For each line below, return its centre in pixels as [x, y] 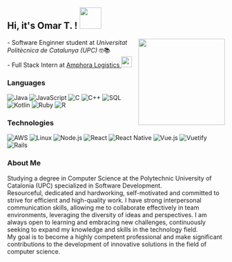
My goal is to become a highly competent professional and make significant [115, 236]
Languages [27, 83]
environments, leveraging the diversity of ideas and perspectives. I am [107, 214]
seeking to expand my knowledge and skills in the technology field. [103, 229]
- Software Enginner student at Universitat [67, 42]
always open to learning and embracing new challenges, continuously [106, 222]
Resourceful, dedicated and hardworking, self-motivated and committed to [113, 192]
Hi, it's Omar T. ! [42, 26]
